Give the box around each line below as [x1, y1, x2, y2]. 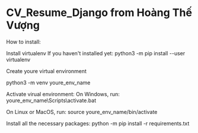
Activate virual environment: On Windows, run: [6, 90, 120, 97]
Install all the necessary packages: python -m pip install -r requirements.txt [6, 119, 190, 127]
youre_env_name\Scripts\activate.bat [6, 97, 97, 104]
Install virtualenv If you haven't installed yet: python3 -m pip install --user [6, 49, 186, 56]
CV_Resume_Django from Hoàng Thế [6, 6, 193, 20]
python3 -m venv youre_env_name [6, 79, 91, 86]
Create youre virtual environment [6, 67, 87, 74]
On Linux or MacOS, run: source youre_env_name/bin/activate [6, 108, 158, 115]
